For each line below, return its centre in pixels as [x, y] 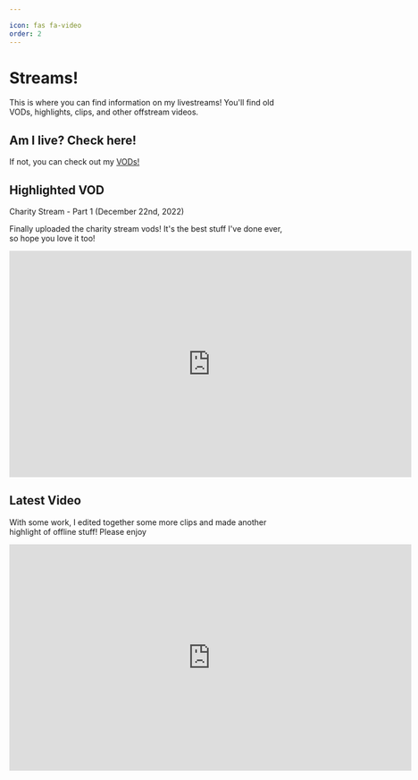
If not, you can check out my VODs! [75, 162]
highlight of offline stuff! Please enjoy [78, 531]
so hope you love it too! [52, 239]
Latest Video [46, 500]
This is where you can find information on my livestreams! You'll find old [142, 103]
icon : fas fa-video [46, 25]
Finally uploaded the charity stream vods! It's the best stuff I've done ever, [146, 229]
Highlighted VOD [57, 190]
